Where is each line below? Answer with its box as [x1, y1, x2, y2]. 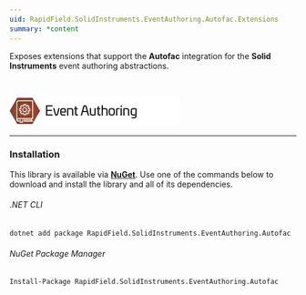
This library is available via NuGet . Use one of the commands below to [9, 168, 274, 179]
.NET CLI [9, 199, 43, 210]
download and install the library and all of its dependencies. [9, 178, 234, 189]
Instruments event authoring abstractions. [9, 60, 169, 71]
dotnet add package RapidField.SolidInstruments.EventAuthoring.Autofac [9, 229, 291, 238]
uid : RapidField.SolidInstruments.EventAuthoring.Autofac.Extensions [9, 15, 280, 24]
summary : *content [9, 24, 79, 34]
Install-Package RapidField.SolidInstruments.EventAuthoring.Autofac [9, 278, 280, 287]
